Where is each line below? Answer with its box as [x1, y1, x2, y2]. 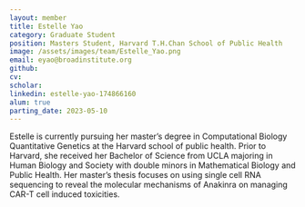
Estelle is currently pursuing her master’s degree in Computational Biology [9, 131, 288, 142]
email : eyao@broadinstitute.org [9, 55, 132, 64]
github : [9, 64, 39, 74]
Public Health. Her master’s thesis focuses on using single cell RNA [9, 170, 261, 181]
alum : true [9, 97, 51, 107]
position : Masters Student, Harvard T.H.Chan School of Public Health [9, 38, 283, 48]
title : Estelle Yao [9, 22, 84, 31]
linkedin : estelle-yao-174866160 [9, 89, 137, 98]
